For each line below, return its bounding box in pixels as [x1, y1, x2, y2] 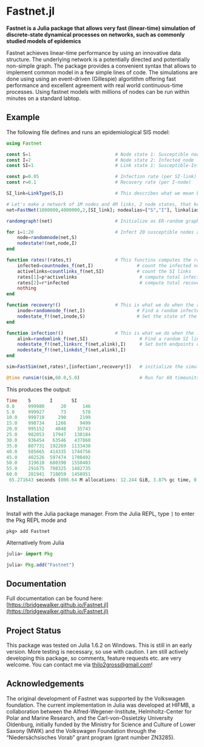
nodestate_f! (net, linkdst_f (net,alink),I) [17, 347, 126, 353]
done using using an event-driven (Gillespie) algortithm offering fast [6, 75, 176, 82]
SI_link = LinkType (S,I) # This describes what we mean [6, 190, 194, 196]
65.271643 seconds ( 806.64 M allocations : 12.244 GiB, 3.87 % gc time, [8, 477, 191, 483]
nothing [17, 285, 36, 291]
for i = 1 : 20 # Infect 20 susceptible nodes [6, 229, 194, 235]
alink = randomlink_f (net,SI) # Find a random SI [17, 335, 189, 342]
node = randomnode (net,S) [17, 235, 78, 241]
